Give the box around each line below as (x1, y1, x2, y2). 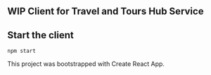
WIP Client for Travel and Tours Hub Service (7, 6, 204, 17)
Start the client (7, 29, 74, 41)
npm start (7, 48, 37, 55)
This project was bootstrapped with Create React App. (7, 60, 165, 68)
